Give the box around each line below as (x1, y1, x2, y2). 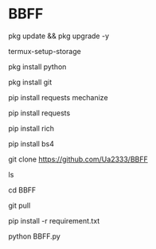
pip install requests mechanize (8, 92, 109, 102)
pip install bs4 (8, 138, 54, 148)
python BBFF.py (8, 231, 61, 241)
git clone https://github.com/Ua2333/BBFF (8, 154, 149, 164)
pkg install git (8, 77, 53, 87)
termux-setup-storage (8, 46, 81, 56)
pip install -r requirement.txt (8, 216, 100, 225)
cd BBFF (8, 185, 37, 195)
